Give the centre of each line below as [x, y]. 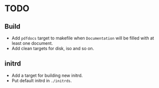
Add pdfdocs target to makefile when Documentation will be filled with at [83, 38]
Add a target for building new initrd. [47, 75]
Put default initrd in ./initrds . [42, 80]
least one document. [32, 43]
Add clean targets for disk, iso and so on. [53, 48]
